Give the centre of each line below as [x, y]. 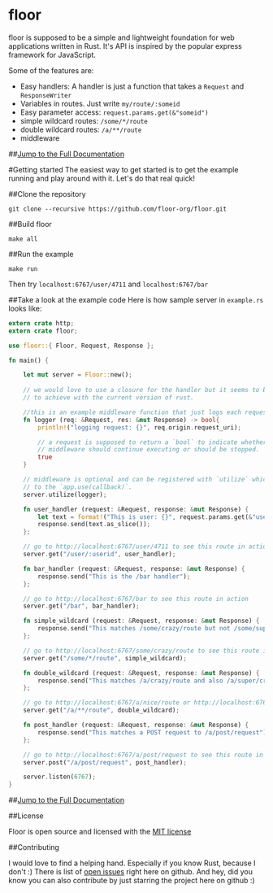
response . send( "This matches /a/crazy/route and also [130, 681]
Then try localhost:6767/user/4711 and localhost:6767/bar [108, 284]
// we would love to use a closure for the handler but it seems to [141, 390]
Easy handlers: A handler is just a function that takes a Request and [132, 86]
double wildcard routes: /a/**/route [81, 129]
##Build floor [30, 224]
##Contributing [34, 847]
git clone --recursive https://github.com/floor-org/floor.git [118, 209]
